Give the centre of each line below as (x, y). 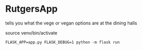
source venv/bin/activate (31, 33)
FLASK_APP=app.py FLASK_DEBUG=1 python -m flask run (63, 42)
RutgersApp (31, 9)
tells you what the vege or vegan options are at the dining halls (71, 23)
